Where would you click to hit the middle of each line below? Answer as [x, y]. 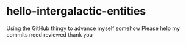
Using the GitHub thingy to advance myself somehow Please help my [93, 28]
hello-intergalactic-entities [76, 11]
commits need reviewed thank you [50, 34]
